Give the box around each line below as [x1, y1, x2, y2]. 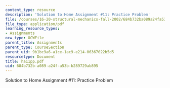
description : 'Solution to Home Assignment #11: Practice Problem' [5, 12, 151, 17]
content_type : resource [5, 7, 56, 13]
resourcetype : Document [5, 54, 56, 59]
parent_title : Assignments [5, 40, 62, 45]
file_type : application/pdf [5, 21, 65, 27]
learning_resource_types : [5, 26, 60, 31]
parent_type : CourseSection [5, 45, 65, 50]
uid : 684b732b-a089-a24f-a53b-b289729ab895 [5, 63, 99, 68]
